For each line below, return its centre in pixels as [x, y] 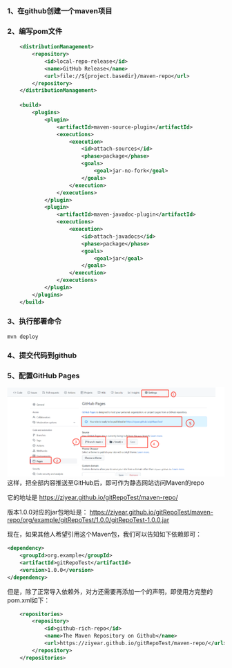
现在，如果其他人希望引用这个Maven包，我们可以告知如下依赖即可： [105, 535]
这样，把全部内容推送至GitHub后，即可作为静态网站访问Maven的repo [106, 483]
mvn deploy [23, 337]
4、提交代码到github [42, 355]
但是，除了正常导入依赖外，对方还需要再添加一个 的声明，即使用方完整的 [110, 591]
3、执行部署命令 [35, 321]
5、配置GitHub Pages [43, 375]
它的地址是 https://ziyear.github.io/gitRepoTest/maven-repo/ [93, 498]
